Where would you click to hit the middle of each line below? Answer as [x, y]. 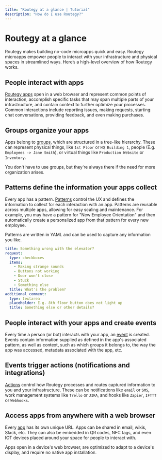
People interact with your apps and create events [81, 323]
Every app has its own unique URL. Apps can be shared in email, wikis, [76, 427]
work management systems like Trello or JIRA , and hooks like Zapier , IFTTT [81, 395]
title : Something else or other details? [52, 307]
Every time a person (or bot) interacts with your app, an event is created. [78, 334]
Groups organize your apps [47, 130]
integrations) [25, 373]
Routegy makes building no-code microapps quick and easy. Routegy [74, 52]
